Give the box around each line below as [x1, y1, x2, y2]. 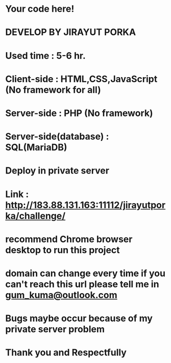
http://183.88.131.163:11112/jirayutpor [5, 199, 166, 211]
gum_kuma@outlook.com [5, 289, 117, 301]
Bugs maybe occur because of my [5, 312, 153, 324]
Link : [5, 188, 29, 200]
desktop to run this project [5, 244, 120, 256]
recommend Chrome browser [5, 233, 133, 245]
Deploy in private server [5, 165, 110, 177]
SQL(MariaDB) [5, 141, 67, 153]
